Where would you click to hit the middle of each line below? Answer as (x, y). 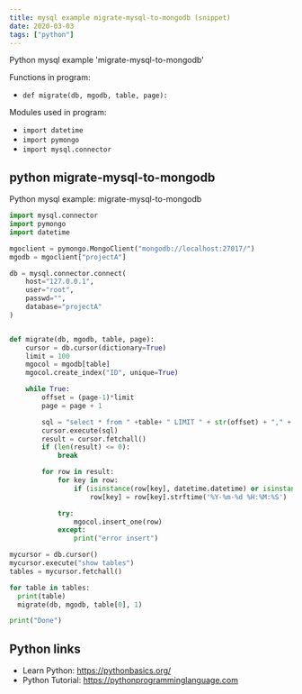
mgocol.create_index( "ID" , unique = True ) (102, 373)
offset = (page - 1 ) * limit (88, 397)
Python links (45, 648)
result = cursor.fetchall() (94, 439)
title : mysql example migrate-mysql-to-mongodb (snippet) (120, 18)
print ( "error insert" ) (116, 539)
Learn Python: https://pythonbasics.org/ (97, 671)
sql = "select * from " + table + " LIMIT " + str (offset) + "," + (167, 422)
